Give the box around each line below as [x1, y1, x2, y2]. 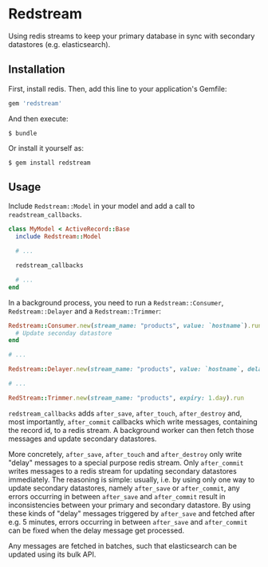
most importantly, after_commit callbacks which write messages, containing [8, 416, 258, 427]
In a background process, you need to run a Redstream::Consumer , [8, 297, 224, 307]
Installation [8, 63, 65, 77]
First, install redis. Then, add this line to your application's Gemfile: [8, 84, 227, 93]
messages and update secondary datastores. [8, 434, 157, 443]
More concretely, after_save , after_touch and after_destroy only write [8, 449, 242, 459]
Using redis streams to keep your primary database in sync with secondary [8, 31, 255, 41]
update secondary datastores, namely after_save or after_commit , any [8, 483, 241, 493]
